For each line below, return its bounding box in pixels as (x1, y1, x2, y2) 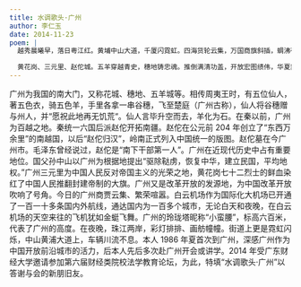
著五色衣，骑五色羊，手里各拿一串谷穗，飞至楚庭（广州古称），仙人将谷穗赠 (9, 100, 288, 110)
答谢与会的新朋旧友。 (9, 268, 88, 278)
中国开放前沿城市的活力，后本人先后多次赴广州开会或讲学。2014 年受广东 (9, 246, 281, 256)
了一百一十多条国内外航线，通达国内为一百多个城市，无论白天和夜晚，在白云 (9, 201, 292, 211)
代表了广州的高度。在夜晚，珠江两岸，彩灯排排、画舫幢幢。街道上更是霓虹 (9, 223, 284, 233)
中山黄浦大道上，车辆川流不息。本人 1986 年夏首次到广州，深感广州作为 (24, 234, 291, 245)
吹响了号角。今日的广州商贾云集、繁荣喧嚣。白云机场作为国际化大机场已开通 (9, 189, 292, 200)
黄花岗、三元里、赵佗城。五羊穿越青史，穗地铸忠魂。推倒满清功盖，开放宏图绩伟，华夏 (17, 63, 291, 72)
